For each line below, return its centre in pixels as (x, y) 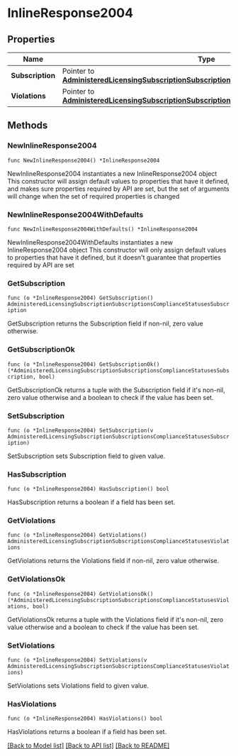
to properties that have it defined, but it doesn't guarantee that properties (114, 257)
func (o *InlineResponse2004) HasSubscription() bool (89, 489)
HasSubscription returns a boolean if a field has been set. (91, 502)
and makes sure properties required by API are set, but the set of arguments (118, 189)
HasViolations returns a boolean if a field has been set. (87, 732)
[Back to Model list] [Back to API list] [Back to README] (89, 745)
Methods (28, 126)
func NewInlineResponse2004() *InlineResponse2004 (84, 160)
